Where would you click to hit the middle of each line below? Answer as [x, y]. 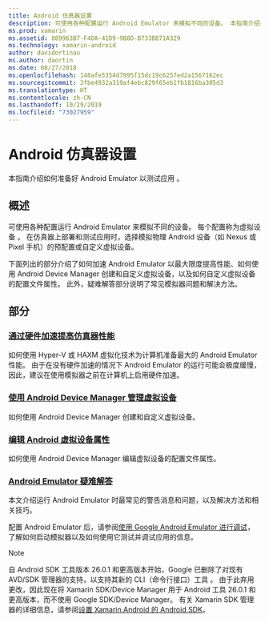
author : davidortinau [44, 53]
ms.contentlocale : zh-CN [50, 98]
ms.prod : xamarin [37, 30]
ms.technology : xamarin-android [62, 46]
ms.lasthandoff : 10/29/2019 [55, 105]
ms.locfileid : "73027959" [51, 113]
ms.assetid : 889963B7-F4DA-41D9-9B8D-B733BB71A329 [94, 38]
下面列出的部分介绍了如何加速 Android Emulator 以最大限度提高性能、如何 [130, 263]
